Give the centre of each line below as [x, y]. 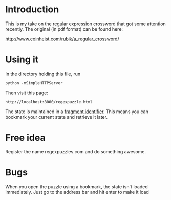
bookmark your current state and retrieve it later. [56, 117]
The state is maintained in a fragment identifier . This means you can [77, 112]
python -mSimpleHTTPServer [34, 83]
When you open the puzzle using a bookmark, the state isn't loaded [77, 186]
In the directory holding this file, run [43, 74]
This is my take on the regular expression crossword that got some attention [85, 24]
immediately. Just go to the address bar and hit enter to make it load [77, 192]
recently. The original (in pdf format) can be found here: [64, 29]
